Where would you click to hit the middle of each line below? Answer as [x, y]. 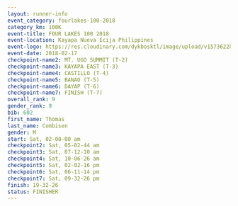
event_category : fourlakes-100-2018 [61, 21]
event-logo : [25, 47]
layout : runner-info [38, 14]
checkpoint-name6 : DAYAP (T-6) [53, 86]
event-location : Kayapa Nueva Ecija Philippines [80, 40]
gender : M [22, 132]
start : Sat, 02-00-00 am [44, 139]
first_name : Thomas [36, 119]
